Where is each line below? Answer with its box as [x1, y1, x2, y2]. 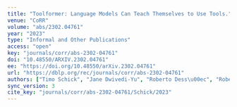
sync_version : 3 [7, 82, 55, 89]
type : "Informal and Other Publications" [7, 37, 131, 44]
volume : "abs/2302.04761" [7, 23, 83, 30]
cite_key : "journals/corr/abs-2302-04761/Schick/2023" [7, 89, 172, 96]
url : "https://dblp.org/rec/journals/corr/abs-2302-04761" [7, 69, 185, 76]
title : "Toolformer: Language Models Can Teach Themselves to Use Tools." [7, 10, 232, 18]
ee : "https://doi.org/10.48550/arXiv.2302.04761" [7, 63, 157, 70]
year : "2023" [7, 30, 46, 37]
